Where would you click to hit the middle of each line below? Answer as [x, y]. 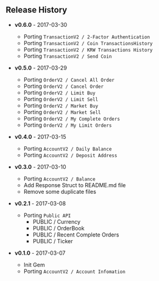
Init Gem [34, 265]
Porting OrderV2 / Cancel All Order [69, 79]
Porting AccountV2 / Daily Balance [68, 148]
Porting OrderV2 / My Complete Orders [72, 118]
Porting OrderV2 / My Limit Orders [68, 125]
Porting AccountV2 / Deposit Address [70, 155]
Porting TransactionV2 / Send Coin [68, 56]
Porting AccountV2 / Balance [59, 179]
